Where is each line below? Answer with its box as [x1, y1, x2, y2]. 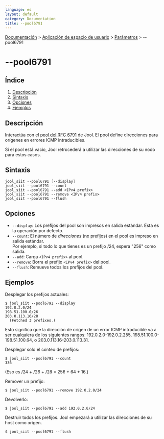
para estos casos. [5, 152, 41, 158]
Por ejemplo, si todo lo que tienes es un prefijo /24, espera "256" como [12, 243, 156, 249]
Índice [5, 76, 24, 84]
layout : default [5, 12, 38, 17]
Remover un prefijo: [5, 378, 45, 384]
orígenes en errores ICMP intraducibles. [5, 137, 86, 143]
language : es [5, 7, 32, 12]
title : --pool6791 [5, 21, 43, 26]
